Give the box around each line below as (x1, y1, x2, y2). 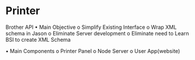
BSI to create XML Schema (5, 36, 71, 43)
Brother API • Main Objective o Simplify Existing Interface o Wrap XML (5, 24, 177, 31)
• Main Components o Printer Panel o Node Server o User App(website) (5, 47, 181, 54)
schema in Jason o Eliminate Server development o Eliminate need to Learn (5, 29, 190, 36)
